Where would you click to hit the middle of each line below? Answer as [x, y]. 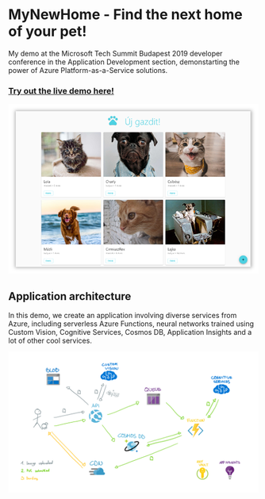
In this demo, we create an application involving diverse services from [123, 316]
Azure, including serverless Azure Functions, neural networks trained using [131, 324]
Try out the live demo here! [61, 90]
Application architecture [70, 296]
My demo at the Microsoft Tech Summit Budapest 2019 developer [115, 53]
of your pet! [48, 31]
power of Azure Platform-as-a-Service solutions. [88, 70]
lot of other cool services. [50, 341]
